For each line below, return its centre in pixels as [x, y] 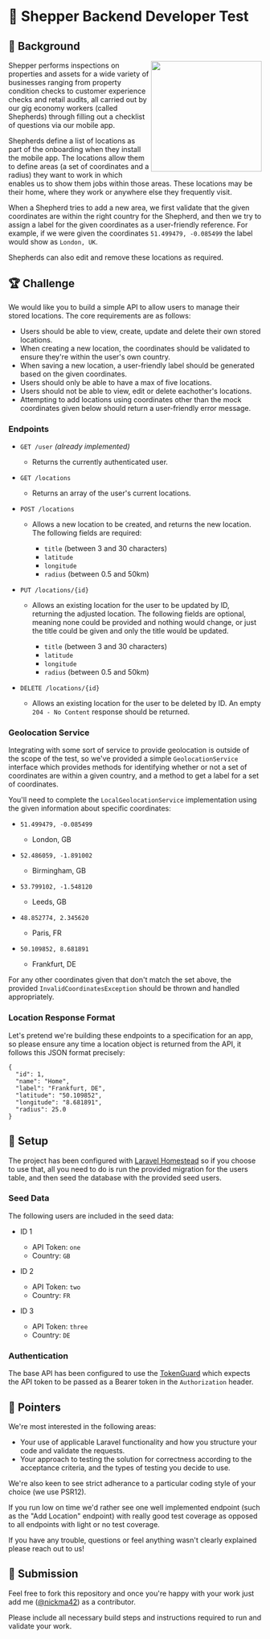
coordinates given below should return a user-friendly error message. [135, 408]
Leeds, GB [49, 902]
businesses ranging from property [65, 82]
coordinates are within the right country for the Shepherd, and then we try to [135, 216]
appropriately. [31, 997]
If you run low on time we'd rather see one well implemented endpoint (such [135, 1507]
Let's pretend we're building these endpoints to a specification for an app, [131, 1035]
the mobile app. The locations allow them [76, 158]
